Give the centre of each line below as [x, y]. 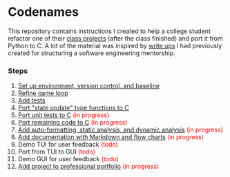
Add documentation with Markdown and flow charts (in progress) [111, 137]
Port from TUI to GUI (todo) [57, 152]
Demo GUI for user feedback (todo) [68, 159]
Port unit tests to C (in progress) [64, 115]
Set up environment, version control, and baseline [89, 86]
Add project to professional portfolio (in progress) [88, 167]
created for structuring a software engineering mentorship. [92, 53]
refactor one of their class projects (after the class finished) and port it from [115, 38]
